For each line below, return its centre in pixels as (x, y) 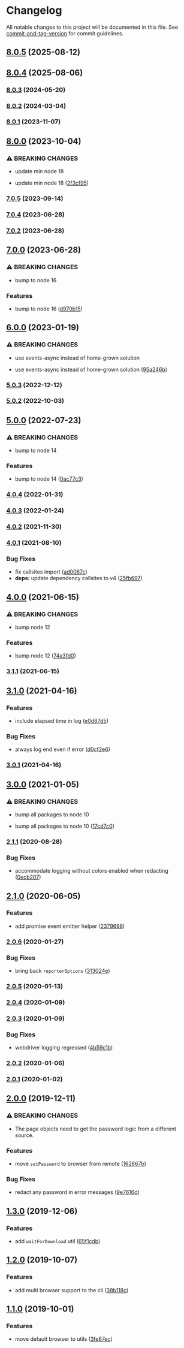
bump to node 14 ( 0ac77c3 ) (49, 479)
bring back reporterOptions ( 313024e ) (62, 971)
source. (24, 1135)
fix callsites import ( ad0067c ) (51, 572)
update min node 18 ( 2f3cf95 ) (52, 183)
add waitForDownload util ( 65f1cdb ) (58, 1241)
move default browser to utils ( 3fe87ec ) (64, 1339)
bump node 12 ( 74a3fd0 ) (45, 656)
